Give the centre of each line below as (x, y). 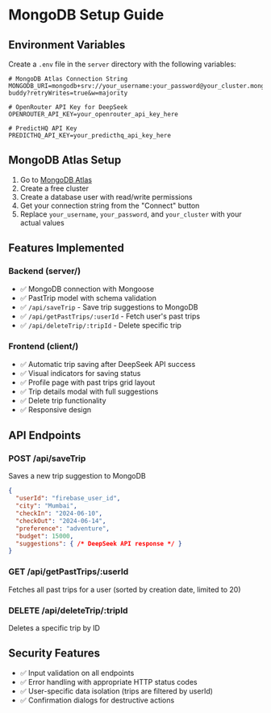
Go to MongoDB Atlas (56, 179)
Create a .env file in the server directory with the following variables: (122, 64)
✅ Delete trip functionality (63, 400)
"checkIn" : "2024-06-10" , (59, 514)
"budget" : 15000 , (45, 536)
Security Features (54, 654)
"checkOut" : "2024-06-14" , (61, 521)
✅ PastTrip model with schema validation (88, 297)
